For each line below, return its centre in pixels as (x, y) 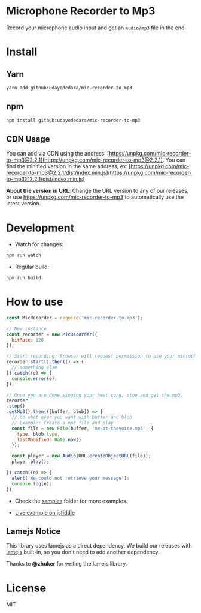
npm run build (24, 278)
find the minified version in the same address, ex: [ (68, 166)
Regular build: (32, 267)
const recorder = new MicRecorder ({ (52, 334)
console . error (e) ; (35, 379)
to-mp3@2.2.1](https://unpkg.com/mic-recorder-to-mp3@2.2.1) (85, 160)
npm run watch (24, 255)
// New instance (26, 328)
